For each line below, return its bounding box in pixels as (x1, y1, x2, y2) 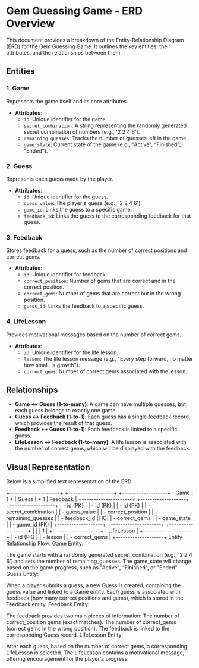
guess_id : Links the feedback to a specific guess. (23, 303, 144, 310)
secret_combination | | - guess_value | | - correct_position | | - (6, 508, 158, 515)
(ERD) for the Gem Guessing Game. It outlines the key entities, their (6, 43, 171, 50)
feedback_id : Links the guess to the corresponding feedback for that (23, 212, 191, 219)
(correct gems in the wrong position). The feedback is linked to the (6, 625, 170, 632)
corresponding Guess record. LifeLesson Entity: (6, 631, 124, 638)
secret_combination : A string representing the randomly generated (23, 122, 187, 129)
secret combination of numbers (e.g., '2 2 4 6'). (23, 128, 140, 135)
